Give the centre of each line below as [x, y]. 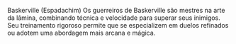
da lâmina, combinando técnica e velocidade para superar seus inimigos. [114, 18]
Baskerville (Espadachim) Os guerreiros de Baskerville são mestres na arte [116, 10]
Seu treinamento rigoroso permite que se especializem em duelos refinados [118, 25]
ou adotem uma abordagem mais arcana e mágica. [82, 33]
